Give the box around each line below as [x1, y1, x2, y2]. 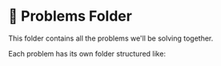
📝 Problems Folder [8, 7, 132, 25]
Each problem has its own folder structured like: [8, 49, 167, 58]
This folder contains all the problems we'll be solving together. [8, 33, 214, 43]
